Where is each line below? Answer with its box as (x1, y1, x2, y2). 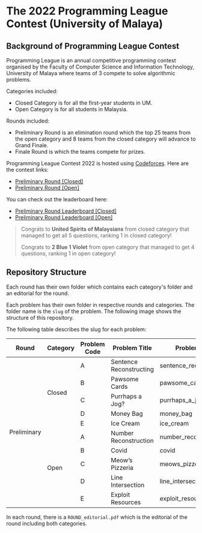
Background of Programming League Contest (6, 41, 180, 51)
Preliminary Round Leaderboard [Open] (14, 214, 113, 221)
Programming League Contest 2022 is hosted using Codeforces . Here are (6, 160, 189, 166)
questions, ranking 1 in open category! (20, 250, 116, 257)
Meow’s (111, 455, 133, 464)
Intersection (111, 481, 145, 489)
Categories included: (6, 88, 58, 94)
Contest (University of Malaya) (6, 17, 164, 31)
